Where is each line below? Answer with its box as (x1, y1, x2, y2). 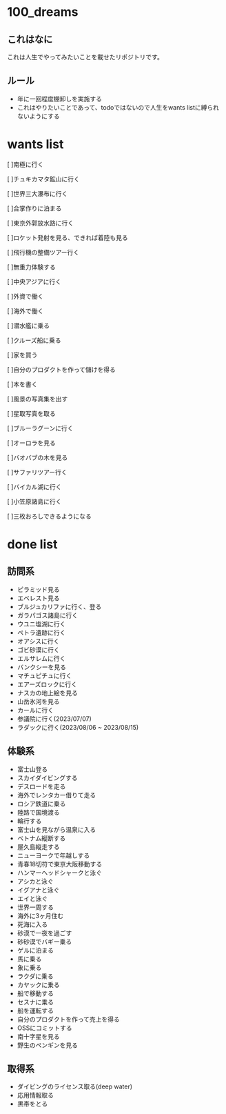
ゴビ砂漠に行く (17, 646, 60, 654)
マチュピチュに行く (17, 671, 72, 679)
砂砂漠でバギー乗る (17, 937, 72, 946)
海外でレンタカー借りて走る (17, 790, 96, 799)
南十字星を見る (17, 1032, 60, 1040)
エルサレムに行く (17, 654, 66, 662)
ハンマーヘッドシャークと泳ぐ (17, 868, 102, 877)
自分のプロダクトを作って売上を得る (17, 1015, 121, 1023)
